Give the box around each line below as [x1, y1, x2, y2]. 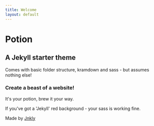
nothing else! [5, 72, 32, 78]
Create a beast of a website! [5, 84, 75, 91]
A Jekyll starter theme [5, 53, 76, 62]
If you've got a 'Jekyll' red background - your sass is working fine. [5, 105, 141, 111]
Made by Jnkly [5, 115, 36, 121]
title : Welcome [5, 7, 37, 12]
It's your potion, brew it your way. [5, 95, 74, 101]
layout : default [5, 12, 39, 17]
